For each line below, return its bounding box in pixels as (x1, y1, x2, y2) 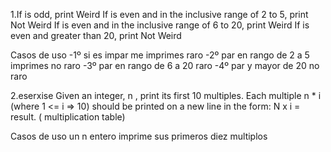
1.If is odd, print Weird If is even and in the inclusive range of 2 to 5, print (10, 9, 309, 20)
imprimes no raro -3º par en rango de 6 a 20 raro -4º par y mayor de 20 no (10, 60, 320, 71)
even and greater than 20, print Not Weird (10, 30, 182, 41)
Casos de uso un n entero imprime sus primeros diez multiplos (10, 130, 268, 142)
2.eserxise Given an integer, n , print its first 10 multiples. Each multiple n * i (10, 90, 322, 101)
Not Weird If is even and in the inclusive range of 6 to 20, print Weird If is (10, 19, 310, 31)
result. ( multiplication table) (10, 111, 126, 123)
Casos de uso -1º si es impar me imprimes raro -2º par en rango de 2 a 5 (10, 49, 310, 61)
